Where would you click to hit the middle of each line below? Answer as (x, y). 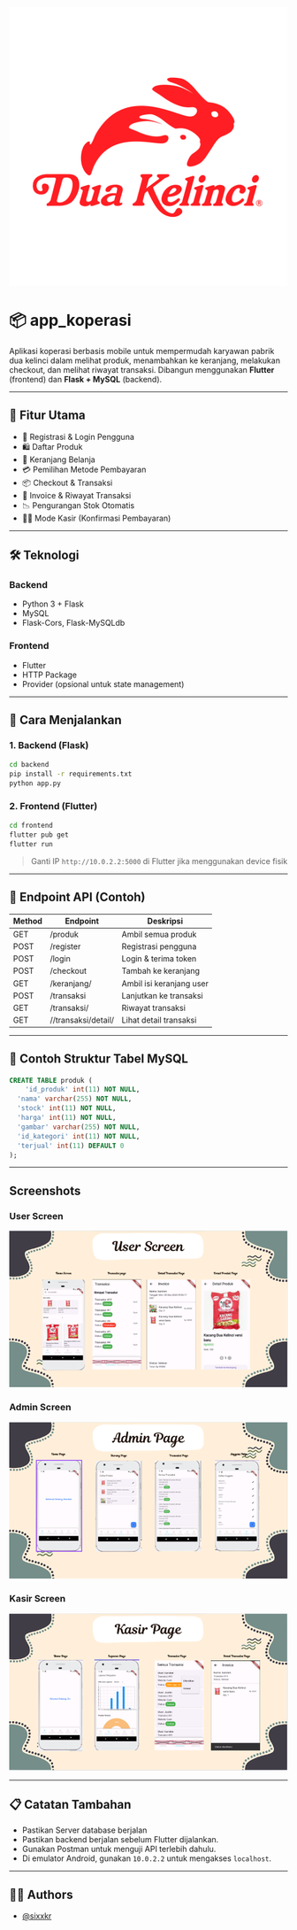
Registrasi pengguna (159, 946)
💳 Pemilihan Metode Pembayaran (84, 469)
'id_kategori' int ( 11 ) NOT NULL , (79, 1136)
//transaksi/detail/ (82, 1020)
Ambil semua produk (159, 934)
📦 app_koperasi (70, 320)
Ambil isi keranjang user (165, 983)
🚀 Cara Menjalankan (65, 720)
